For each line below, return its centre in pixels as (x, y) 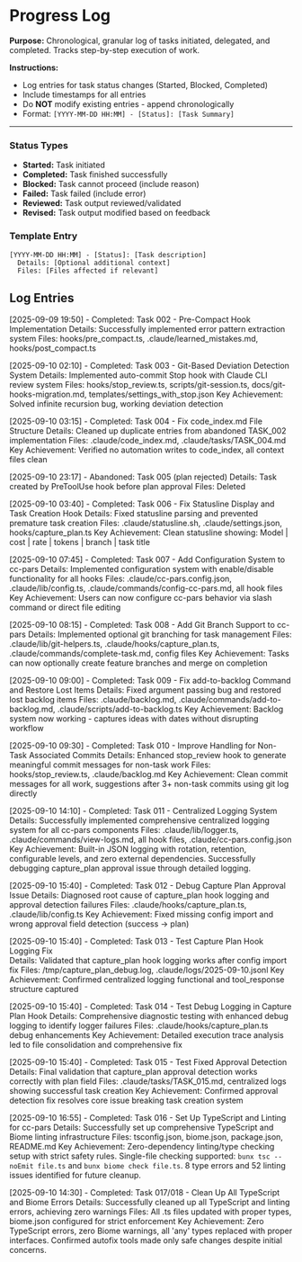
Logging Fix (31, 951)
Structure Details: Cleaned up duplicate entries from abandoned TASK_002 (148, 431)
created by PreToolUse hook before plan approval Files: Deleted (127, 487)
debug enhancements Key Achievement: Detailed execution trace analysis (147, 1035)
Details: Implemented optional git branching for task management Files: (160, 634)
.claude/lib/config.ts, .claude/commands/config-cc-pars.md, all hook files (146, 588)
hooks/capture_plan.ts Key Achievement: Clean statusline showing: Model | (149, 533)
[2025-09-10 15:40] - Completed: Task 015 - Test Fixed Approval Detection (148, 1062)
